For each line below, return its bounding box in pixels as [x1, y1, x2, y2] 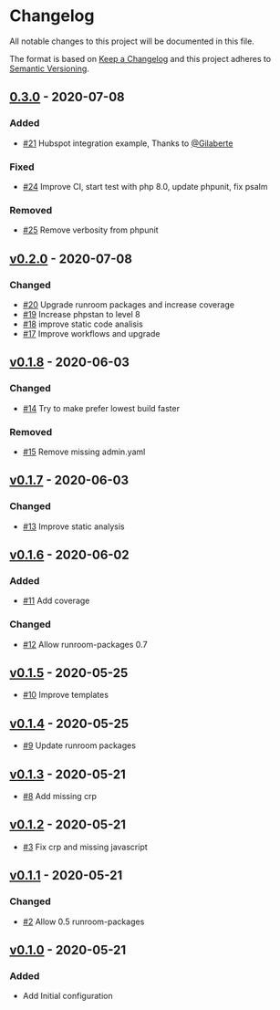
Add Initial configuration [22, 991, 113, 1002]
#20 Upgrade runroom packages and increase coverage [22, 298, 235, 310]
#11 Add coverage [22, 595, 90, 607]
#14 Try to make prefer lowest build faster [22, 402, 181, 413]
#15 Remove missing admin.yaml [22, 446, 146, 457]
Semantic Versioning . [9, 63, 89, 74]
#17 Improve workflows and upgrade [22, 328, 161, 338]
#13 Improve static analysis [22, 521, 125, 532]
